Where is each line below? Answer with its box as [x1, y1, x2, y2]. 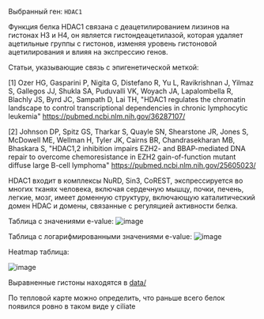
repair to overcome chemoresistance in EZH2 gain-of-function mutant [8, 152, 236, 161]
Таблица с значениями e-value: [8, 217, 115, 226]
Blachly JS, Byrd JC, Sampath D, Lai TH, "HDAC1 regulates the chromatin [8, 95, 246, 104]
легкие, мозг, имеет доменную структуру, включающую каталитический [8, 193, 255, 202]
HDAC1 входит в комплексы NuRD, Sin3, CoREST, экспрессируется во [8, 176, 243, 185]
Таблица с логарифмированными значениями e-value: [8, 232, 192, 241]
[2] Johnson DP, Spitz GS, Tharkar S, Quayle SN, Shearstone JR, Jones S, [8, 127, 249, 136]
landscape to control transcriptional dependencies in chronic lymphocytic [8, 103, 248, 112]
